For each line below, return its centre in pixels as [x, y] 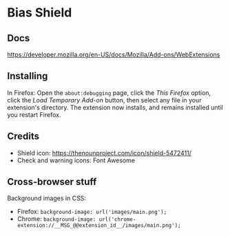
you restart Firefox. [34, 114]
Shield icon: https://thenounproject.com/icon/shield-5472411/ [104, 153]
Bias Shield [40, 13]
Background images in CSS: [46, 198]
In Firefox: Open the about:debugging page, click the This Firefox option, [109, 93]
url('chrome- [117, 219]
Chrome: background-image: [56, 219]
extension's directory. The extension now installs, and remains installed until [115, 107]
